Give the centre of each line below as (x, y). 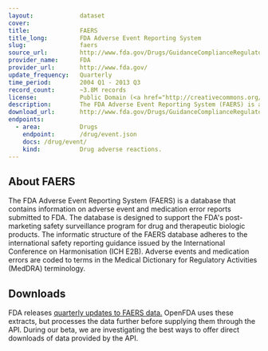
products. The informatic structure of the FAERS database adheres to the (128, 235)
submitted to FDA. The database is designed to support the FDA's (116, 218)
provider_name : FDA (49, 61)
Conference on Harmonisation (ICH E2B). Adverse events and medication (129, 251)
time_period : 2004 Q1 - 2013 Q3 (75, 82)
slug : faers (53, 45)
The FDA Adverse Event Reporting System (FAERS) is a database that (122, 201)
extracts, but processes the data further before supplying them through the (132, 321)
